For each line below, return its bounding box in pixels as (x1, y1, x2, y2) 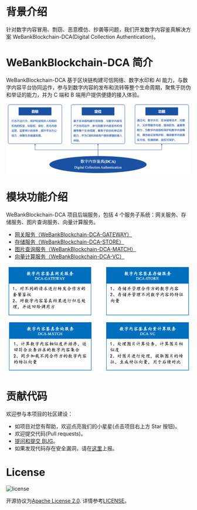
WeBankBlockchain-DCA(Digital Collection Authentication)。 (12, 33, 159, 40)
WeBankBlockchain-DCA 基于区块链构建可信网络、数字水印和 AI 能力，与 (6, 76, 183, 83)
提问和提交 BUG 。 (14, 437, 59, 444)
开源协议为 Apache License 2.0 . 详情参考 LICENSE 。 (6, 497, 130, 504)
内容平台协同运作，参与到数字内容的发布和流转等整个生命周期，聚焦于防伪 (11, 83, 191, 91)
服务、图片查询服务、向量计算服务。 (11, 218, 98, 225)
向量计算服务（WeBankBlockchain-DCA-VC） (14, 253, 125, 260)
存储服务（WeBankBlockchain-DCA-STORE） (14, 238, 124, 245)
